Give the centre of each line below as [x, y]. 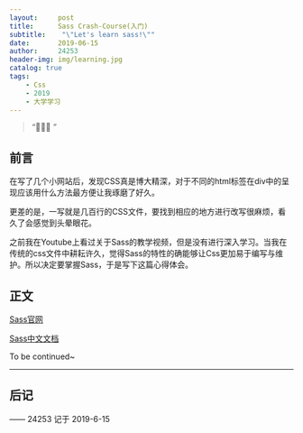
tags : [19, 77]
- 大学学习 [43, 101]
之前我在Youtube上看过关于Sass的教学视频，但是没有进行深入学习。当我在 [148, 242]
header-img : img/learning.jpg [66, 60]
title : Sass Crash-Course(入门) [79, 26]
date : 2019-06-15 [54, 43]
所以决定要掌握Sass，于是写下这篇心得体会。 [109, 265]
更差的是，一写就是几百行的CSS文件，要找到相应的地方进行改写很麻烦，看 [148, 212]
